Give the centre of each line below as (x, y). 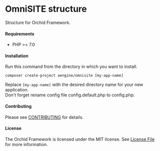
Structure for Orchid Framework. (38, 22)
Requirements (20, 34)
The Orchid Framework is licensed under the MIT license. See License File (80, 139)
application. (17, 90)
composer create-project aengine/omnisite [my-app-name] (64, 76)
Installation (17, 56)
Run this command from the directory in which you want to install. (71, 66)
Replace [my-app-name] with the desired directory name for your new (74, 85)
